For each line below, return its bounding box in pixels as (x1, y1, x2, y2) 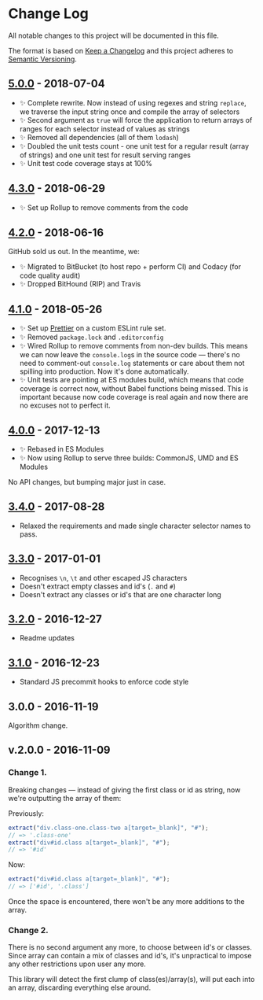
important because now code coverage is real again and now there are (19, 393, 249, 402)
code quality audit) (19, 271, 81, 280)
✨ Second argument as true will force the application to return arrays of (19, 115, 253, 124)
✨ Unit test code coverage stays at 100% (19, 158, 153, 168)
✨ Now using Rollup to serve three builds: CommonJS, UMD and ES (19, 453, 239, 463)
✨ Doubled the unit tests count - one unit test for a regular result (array (19, 141, 250, 150)
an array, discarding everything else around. (8, 983, 152, 992)
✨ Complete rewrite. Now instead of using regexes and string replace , (19, 98, 247, 107)
